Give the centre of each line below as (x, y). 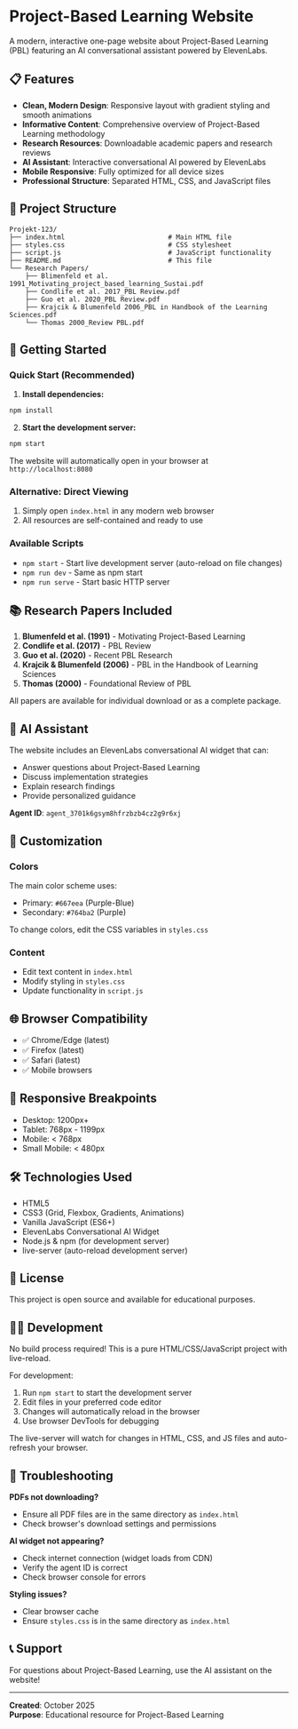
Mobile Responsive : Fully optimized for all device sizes (123, 171)
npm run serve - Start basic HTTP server (96, 582)
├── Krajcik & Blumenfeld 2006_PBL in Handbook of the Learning (146, 307)
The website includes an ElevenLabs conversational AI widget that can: (139, 750)
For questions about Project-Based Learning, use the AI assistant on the (141, 1670)
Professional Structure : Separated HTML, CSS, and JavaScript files (146, 180)
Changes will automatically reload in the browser (111, 1412)
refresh (23, 1448)
